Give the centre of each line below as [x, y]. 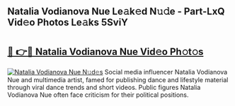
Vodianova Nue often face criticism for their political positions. [98, 95]
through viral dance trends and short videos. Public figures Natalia [104, 87]
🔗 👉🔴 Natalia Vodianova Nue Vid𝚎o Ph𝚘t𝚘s [105, 52]
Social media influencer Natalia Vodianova [166, 72]
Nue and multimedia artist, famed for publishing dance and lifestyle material [118, 80]
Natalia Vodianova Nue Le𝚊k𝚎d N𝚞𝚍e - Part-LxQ [116, 12]
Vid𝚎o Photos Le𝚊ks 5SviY [68, 23]
